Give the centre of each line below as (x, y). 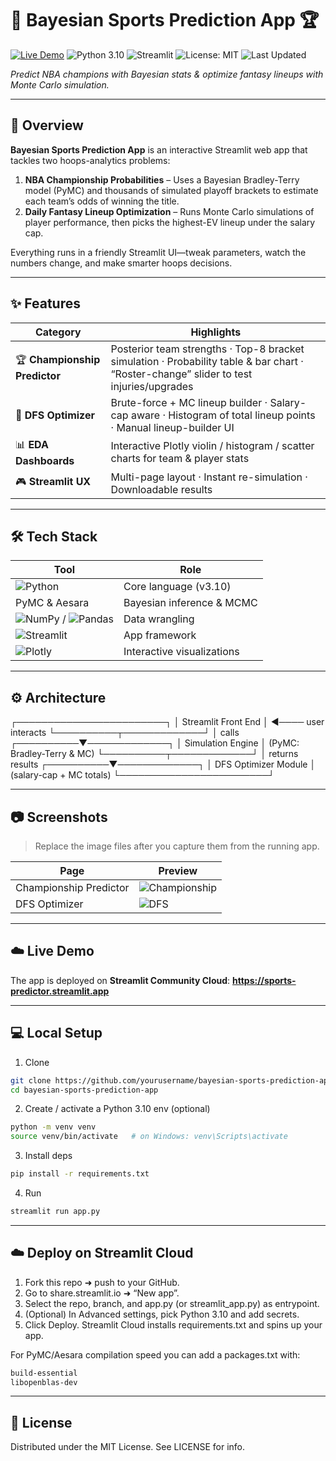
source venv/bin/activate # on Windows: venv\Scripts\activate (149, 1137)
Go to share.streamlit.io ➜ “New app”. (102, 1293)
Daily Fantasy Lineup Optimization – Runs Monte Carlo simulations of (169, 211)
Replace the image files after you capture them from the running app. (177, 846)
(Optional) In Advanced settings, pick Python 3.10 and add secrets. (162, 1314)
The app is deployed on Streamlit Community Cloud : (120, 980)
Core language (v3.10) (177, 587)
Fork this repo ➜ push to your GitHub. (102, 1282)
